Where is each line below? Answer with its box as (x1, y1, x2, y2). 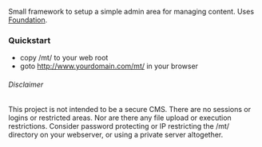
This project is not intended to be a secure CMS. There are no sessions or (8, 104, 252, 114)
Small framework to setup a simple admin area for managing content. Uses (8, 7, 254, 16)
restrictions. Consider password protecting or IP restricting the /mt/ (8, 121, 230, 130)
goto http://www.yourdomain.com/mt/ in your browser (19, 61, 198, 71)
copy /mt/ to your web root (19, 53, 109, 63)
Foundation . (8, 15, 48, 25)
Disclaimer (8, 79, 44, 89)
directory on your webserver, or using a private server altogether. (8, 130, 224, 139)
